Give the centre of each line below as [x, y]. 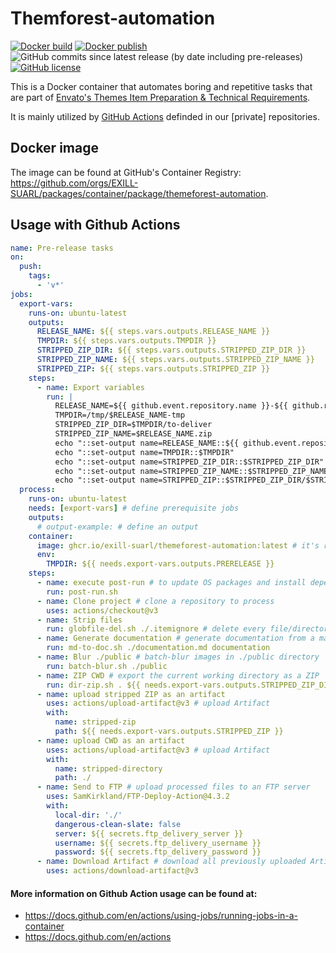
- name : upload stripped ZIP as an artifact [131, 694]
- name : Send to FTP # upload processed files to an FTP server [173, 787]
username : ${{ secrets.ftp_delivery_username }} [158, 843]
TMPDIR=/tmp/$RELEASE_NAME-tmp [120, 415]
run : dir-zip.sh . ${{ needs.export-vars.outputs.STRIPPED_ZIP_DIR [189, 685]
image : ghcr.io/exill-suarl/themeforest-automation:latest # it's [178, 545]
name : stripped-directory [108, 768]
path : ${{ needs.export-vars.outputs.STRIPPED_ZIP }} [169, 732]
